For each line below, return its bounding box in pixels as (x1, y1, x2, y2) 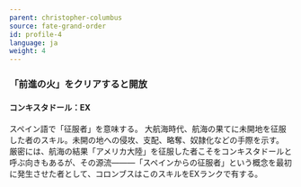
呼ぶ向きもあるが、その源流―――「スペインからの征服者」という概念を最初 (9, 157, 292, 168)
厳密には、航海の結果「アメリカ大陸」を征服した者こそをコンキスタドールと (9, 146, 292, 157)
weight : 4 (9, 47, 47, 56)
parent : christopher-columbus (9, 13, 123, 22)
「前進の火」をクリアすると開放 (9, 78, 148, 91)
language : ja (9, 38, 58, 48)
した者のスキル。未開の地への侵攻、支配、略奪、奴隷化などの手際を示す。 (9, 135, 285, 146)
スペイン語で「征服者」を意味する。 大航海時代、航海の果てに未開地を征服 (9, 123, 287, 135)
